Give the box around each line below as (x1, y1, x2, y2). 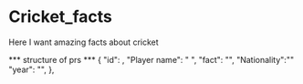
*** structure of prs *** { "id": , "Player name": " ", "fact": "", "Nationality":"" (8, 54, 294, 65)
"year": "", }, (8, 64, 55, 75)
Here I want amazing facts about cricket (8, 37, 159, 47)
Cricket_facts (8, 6, 113, 27)
